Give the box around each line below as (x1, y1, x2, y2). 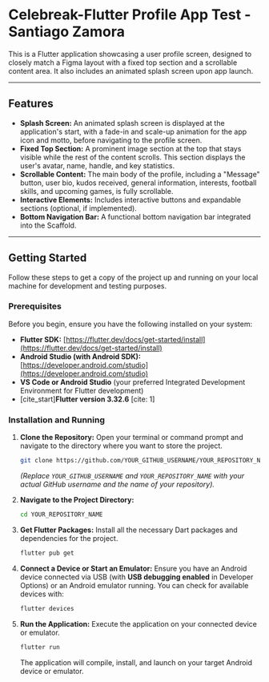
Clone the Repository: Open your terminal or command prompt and (19, 433, 243, 442)
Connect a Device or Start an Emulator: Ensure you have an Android (19, 563, 247, 573)
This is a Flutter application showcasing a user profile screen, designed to (8, 49, 252, 59)
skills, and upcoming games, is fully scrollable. (19, 186, 174, 196)
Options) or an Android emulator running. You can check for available (19, 580, 249, 590)
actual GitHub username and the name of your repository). (19, 479, 215, 490)
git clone (19, 457, 54, 465)
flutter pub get (19, 549, 74, 557)
